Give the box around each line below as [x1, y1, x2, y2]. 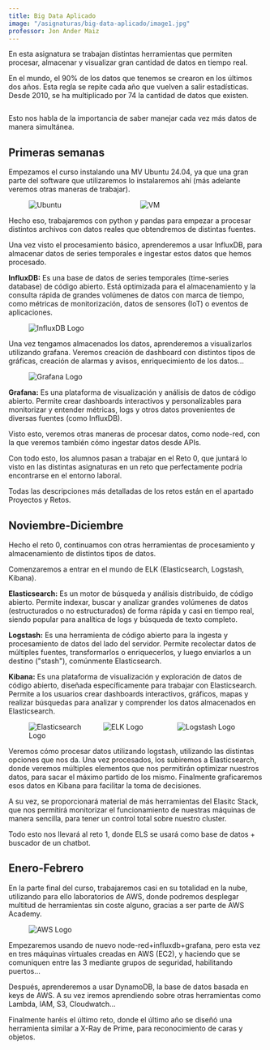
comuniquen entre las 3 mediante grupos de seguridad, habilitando [8, 958, 234, 967]
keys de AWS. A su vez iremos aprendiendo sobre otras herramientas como [8, 990, 261, 1000]
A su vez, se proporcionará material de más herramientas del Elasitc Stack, [8, 796, 259, 806]
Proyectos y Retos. [8, 495, 71, 505]
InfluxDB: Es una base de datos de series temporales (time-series [8, 273, 229, 283]
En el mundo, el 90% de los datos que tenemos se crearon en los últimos [8, 74, 253, 84]
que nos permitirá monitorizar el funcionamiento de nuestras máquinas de [8, 805, 255, 815]
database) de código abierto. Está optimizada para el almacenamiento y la [8, 281, 256, 292]
